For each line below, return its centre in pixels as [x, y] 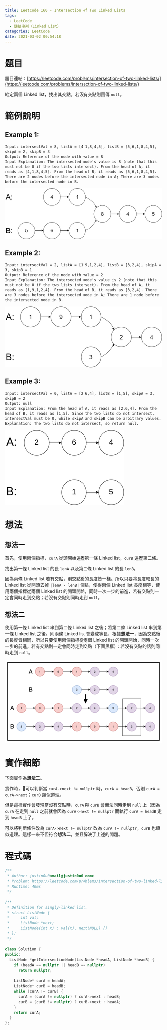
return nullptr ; [35, 970]
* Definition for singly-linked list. [47, 908]
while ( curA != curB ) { [39, 991]
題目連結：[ [17, 78]
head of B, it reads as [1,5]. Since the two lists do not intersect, [80, 413]
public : [13, 954]
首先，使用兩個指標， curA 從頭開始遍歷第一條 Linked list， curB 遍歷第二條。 [83, 558]
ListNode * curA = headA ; [40, 981]
